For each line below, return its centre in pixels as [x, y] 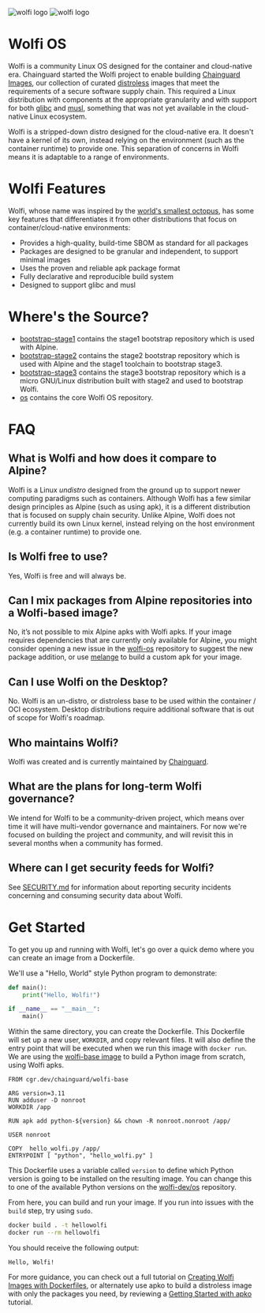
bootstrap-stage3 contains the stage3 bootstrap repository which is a [132, 372]
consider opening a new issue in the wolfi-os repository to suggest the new [131, 649]
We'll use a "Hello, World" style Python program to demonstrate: [113, 973]
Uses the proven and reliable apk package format [100, 268]
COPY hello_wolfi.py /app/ [54, 1149]
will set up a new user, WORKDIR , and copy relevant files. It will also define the [132, 1040]
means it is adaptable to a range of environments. [89, 157]
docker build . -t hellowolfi [58, 1225]
